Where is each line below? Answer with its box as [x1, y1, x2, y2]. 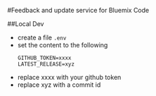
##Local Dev [7, 20, 44, 28]
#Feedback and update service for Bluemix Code [7, 6, 150, 14]
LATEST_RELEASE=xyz [17, 61, 75, 68]
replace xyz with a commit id [17, 80, 101, 89]
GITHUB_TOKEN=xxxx [17, 54, 72, 61]
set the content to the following [17, 41, 108, 49]
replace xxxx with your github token [17, 73, 122, 81]
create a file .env [17, 33, 67, 42]
